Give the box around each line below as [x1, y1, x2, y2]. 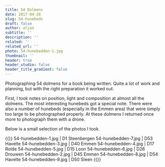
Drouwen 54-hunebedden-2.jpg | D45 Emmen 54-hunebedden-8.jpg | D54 [5, 151, 159, 157]
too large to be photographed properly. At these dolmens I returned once [5, 111, 154, 117]
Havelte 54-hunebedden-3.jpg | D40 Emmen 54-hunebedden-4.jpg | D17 [5, 141, 155, 146]
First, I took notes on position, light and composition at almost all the [5, 95, 145, 101]
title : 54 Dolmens [5, 7, 43, 12]
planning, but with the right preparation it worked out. [5, 86, 114, 91]
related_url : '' [5, 44, 39, 49]
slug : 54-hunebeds [5, 16, 43, 21]
